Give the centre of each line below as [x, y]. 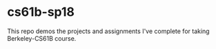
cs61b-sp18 [41, 12]
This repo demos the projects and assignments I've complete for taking [108, 31]
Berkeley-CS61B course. [42, 38]
